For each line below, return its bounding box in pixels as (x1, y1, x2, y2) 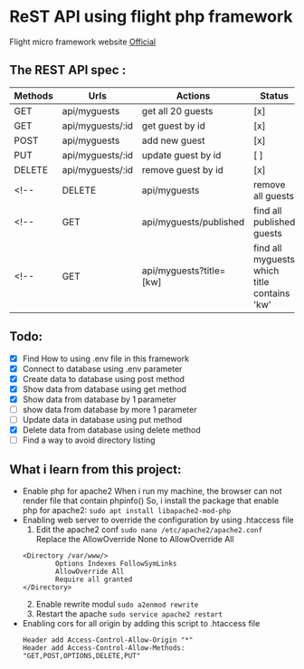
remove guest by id (141, 163, 224, 176)
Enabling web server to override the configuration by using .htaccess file (22, 514, 294, 525)
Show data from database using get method (22, 383, 187, 395)
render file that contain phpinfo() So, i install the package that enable (22, 495, 280, 506)
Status (260, 89, 290, 101)
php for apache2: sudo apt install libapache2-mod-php (22, 504, 232, 515)
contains (252, 287, 290, 300)
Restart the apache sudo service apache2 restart (35, 608, 223, 619)
